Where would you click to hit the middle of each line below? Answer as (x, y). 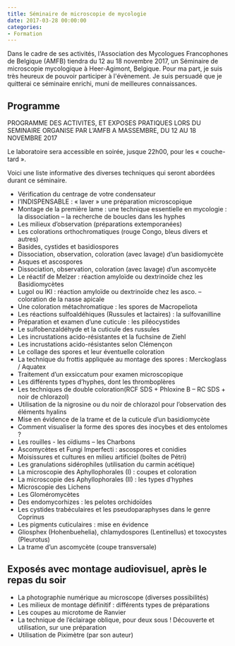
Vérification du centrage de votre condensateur (86, 194)
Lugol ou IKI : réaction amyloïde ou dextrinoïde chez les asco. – (109, 292)
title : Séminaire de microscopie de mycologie (77, 14)
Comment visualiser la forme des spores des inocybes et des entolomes (122, 427)
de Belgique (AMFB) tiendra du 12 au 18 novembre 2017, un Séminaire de (113, 61)
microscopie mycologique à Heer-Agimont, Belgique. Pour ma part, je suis (115, 69)
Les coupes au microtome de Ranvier (72, 612)
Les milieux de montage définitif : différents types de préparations (114, 604)
